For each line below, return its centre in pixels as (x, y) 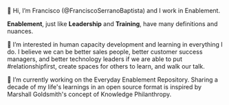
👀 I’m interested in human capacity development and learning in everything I (115, 44)
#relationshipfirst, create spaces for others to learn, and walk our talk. (106, 66)
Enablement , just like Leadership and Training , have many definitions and (112, 24)
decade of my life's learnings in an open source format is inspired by (104, 87)
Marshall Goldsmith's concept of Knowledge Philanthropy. (89, 94)
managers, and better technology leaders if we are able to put (95, 59)
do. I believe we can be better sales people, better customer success (105, 52)
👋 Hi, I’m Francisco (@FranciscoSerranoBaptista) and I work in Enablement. (114, 11)
